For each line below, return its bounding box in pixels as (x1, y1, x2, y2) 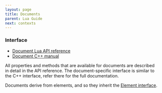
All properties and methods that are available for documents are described (5, 62, 155, 68)
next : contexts (5, 20, 36, 26)
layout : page (5, 7, 32, 12)
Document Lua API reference (12, 48, 71, 54)
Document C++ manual (12, 53, 60, 59)
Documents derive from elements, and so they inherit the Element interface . (5, 82, 158, 88)
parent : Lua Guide (5, 16, 42, 21)
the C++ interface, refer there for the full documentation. (5, 73, 119, 78)
